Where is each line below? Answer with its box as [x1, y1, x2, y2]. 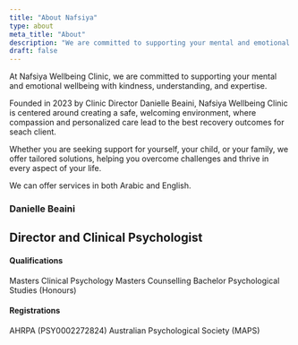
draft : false [9, 47, 58, 56]
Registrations [9, 306, 61, 316]
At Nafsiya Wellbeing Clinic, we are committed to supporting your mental [9, 71, 277, 82]
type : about [9, 22, 54, 30]
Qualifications [9, 255, 64, 266]
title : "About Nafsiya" [9, 13, 98, 22]
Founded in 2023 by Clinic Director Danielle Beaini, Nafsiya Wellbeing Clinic [9, 98, 288, 108]
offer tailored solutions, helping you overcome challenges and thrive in [9, 153, 269, 164]
